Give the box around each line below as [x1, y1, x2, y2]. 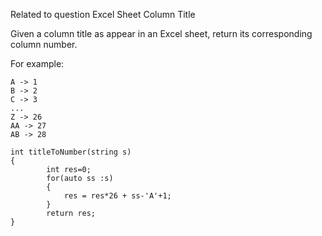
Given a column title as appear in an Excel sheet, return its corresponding [10, 28, 313, 39]
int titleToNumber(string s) [10, 147, 132, 157]
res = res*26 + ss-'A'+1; [63, 191, 172, 201]
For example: [10, 58, 65, 69]
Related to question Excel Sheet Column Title [10, 9, 196, 20]
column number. [10, 39, 78, 50]
